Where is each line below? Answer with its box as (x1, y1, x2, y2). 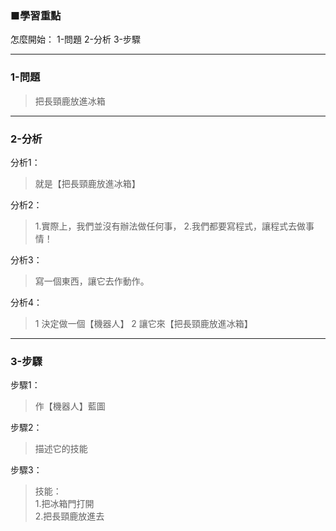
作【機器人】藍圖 (34, 400, 106, 412)
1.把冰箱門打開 (34, 498, 95, 510)
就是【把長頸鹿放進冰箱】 (34, 177, 141, 189)
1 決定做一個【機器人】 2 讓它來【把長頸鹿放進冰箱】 (34, 317, 253, 329)
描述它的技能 (34, 443, 88, 455)
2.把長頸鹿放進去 (34, 510, 105, 522)
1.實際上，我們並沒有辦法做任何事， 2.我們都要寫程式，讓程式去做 (34, 220, 307, 232)
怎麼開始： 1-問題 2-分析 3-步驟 (10, 33, 142, 46)
